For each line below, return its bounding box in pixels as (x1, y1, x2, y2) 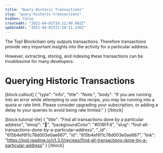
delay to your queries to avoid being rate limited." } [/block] (5, 107, 124, 113)
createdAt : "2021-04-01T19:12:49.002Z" (5, 20, 86, 26)
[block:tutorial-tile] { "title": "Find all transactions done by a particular (5, 116, 144, 122)
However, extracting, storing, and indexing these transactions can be (5, 53, 144, 59)
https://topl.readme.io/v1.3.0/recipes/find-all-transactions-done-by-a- (7, 137, 147, 143)
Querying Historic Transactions (5, 76, 135, 87)
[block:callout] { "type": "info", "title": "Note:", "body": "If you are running (5, 92, 152, 97)
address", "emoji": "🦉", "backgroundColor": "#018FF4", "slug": (5, 122, 130, 128)
